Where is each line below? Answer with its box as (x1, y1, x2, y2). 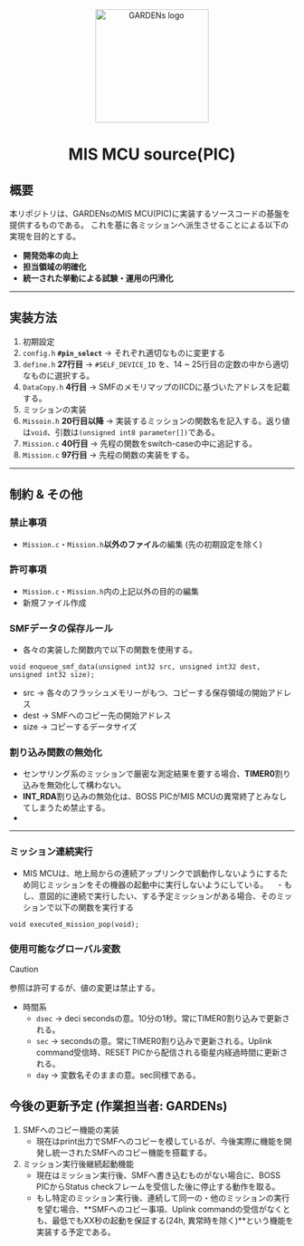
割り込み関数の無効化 (9, 747, 102, 759)
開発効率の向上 (22, 250, 79, 261)
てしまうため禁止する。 (22, 802, 110, 814)
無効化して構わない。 (46, 779, 127, 791)
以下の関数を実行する (53, 902, 134, 913)
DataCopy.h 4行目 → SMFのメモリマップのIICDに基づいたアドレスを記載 (22, 381, 290, 392)
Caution (9, 963, 39, 974)
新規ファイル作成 (22, 597, 87, 608)
